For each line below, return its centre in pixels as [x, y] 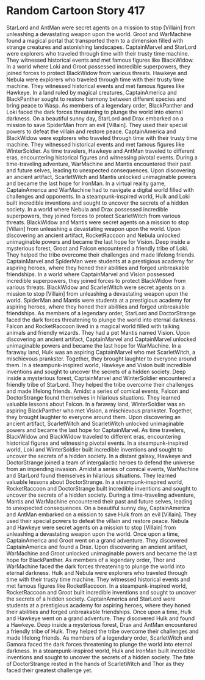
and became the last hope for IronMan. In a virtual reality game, [86, 183]
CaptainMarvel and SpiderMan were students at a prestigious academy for [100, 261]
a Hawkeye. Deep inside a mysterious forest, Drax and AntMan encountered [102, 624]
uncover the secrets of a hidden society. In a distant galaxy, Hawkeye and [99, 456]
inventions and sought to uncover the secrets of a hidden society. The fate [100, 657]
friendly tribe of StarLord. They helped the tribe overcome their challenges [100, 384]
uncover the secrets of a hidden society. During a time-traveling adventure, [101, 495]
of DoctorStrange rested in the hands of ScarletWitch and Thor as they [95, 664]
